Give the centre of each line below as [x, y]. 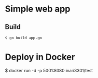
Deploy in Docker [40, 57]
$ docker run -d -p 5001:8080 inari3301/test [49, 70]
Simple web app [38, 9]
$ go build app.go [23, 38]
